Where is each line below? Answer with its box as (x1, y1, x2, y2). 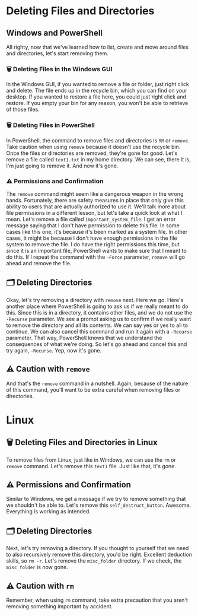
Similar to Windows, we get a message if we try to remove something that (6, 496, 186, 503)
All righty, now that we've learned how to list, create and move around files (6, 43, 189, 50)
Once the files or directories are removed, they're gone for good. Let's (6, 150, 178, 157)
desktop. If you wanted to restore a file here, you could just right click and (6, 93, 187, 100)
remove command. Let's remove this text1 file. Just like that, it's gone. (6, 462, 177, 469)
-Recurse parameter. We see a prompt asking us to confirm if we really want (6, 315, 191, 322)
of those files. (6, 106, 40, 113)
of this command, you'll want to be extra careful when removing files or (6, 386, 181, 393)
